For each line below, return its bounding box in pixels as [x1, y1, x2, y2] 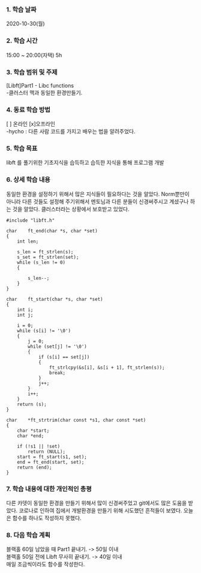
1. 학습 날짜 [6, 5, 37, 13]
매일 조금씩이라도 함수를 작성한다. [6, 560, 85, 568]
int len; [17, 238, 39, 244]
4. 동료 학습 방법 [6, 105, 51, 114]
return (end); [17, 464, 52, 470]
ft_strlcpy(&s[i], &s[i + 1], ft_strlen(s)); [49, 365, 165, 371]
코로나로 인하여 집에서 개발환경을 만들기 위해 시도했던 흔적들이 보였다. [19, 507, 182, 514]
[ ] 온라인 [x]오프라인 [6, 120, 56, 127]
